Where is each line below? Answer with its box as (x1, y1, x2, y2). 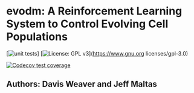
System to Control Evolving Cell (6, 17, 169, 31)
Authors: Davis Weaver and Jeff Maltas (6, 79, 157, 89)
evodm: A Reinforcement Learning (6, 4, 183, 18)
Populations (6, 30, 68, 43)
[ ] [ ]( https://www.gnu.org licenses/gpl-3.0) (6, 50, 189, 57)
